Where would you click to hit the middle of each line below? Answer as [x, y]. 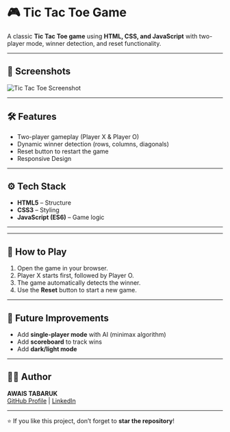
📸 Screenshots [39, 72]
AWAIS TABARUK [33, 393]
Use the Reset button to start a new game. [77, 290]
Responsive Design [44, 158]
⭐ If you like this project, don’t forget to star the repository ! [91, 420]
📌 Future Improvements [58, 318]
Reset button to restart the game [63, 151]
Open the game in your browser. [62, 268]
